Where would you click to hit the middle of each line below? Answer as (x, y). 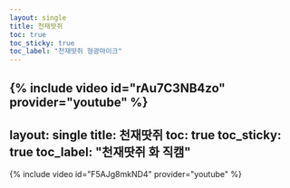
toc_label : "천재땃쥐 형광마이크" (66, 52)
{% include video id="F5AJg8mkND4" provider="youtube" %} (126, 174)
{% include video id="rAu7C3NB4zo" (117, 88)
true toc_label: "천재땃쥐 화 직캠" (100, 151)
